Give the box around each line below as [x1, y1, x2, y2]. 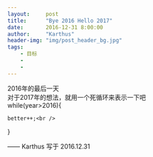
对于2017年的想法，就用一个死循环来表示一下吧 [7, 93, 146, 101]
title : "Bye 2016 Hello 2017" [7, 17, 113, 24]
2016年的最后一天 [7, 83, 59, 93]
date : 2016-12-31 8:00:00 [7, 24, 103, 31]
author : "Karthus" [7, 30, 75, 38]
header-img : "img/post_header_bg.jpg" [7, 37, 122, 44]
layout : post [7, 10, 59, 18]
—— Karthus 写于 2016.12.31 [7, 142, 90, 151]
